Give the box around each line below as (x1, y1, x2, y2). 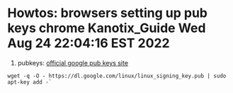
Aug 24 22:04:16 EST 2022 (7, 35, 170, 51)
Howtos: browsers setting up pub (7, 5, 208, 21)
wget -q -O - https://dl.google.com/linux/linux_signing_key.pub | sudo (7, 72, 227, 80)
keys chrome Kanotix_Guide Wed (7, 20, 206, 36)
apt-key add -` (7, 78, 52, 86)
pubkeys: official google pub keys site (17, 58, 129, 67)
